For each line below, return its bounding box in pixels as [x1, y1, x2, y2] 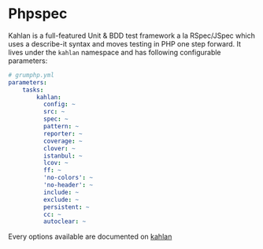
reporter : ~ [43, 129, 83, 138]
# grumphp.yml [8, 71, 55, 79]
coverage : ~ [43, 137, 83, 145]
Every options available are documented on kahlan [8, 232, 172, 241]
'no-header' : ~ [43, 181, 93, 189]
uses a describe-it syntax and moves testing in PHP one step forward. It [8, 39, 242, 48]
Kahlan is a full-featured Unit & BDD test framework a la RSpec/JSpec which [8, 31, 256, 40]
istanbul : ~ [43, 151, 83, 160]
